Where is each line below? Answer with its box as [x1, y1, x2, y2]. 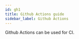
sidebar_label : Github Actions [5, 16, 69, 21]
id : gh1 [5, 7, 21, 12]
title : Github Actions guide [5, 12, 64, 17]
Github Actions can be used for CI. [5, 30, 75, 36]
